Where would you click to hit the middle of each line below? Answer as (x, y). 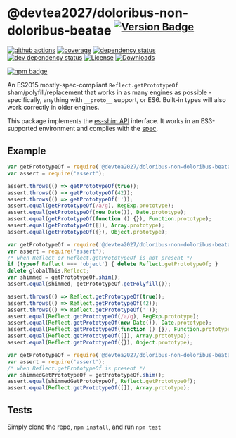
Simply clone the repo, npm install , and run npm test (84, 427)
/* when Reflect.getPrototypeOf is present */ (77, 368)
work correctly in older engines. (53, 108)
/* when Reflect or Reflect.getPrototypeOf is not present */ (100, 258)
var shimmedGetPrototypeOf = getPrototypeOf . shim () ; (86, 375)
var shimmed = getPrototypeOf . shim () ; (64, 277)
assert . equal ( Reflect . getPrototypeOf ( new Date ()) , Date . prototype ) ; (110, 323)
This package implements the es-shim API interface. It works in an (103, 121)
